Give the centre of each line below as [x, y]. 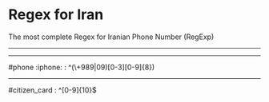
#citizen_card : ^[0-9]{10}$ [53, 90]
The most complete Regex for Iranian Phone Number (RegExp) [111, 37]
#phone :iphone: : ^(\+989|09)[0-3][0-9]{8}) [82, 67]
